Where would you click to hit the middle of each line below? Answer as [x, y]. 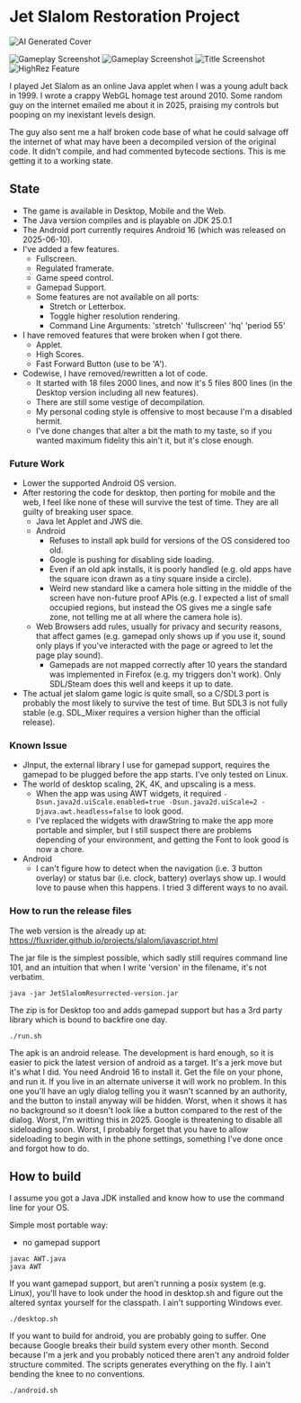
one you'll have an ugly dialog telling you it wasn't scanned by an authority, [148, 1091]
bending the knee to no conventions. [77, 1374]
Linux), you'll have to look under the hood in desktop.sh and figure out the [146, 1293]
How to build [45, 1177]
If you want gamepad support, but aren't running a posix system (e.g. [138, 1283]
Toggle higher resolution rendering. [115, 316]
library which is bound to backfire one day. [89, 1020]
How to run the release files [71, 911]
